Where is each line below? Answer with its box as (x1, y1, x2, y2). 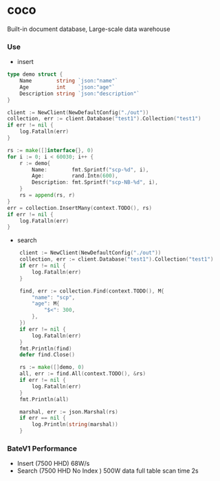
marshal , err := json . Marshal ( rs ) (19, 408, 118, 415)
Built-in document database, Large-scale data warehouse (7, 25, 170, 33)
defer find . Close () (19, 352, 76, 359)
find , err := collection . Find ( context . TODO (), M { (19, 288, 165, 295)
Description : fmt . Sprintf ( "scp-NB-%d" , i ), (32, 179, 158, 186)
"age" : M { (32, 300, 60, 308)
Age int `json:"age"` (19, 83, 115, 91)
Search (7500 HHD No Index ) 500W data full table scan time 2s (16, 467, 199, 475)
